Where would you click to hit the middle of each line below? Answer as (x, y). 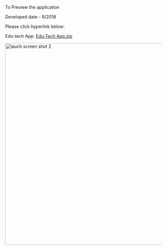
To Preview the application (32, 7)
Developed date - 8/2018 (31, 17)
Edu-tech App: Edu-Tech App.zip (39, 36)
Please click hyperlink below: (35, 26)
